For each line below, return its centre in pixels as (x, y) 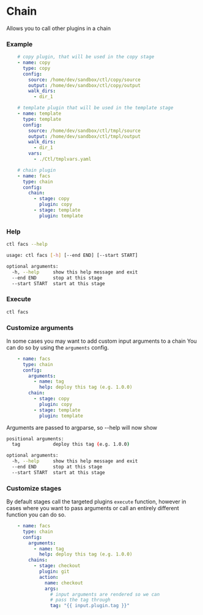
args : (52, 589)
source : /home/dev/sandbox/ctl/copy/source (84, 80)
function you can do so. (36, 515)
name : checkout (64, 583)
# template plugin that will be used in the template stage (95, 108)
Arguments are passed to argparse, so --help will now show (82, 427)
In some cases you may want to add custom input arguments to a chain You (102, 341)
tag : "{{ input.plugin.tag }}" (90, 606)
